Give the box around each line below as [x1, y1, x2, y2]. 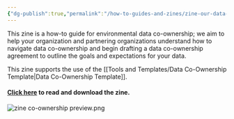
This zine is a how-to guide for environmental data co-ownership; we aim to [7, 29, 225, 38]
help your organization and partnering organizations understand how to [7, 36, 212, 45]
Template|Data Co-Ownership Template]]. [7, 72, 127, 81]
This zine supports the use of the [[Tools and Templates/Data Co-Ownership [7, 65, 227, 73]
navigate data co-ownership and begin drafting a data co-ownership [7, 44, 203, 52]
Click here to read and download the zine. [7, 88, 130, 97]
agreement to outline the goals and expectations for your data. [7, 51, 187, 60]
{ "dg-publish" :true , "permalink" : [7, 10, 104, 17]
